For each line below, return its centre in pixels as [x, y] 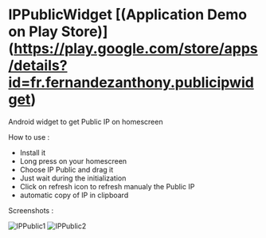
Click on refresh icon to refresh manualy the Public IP [107, 186]
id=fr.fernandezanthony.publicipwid [131, 83]
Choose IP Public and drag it [66, 169]
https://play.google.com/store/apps [136, 49]
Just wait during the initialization [73, 178]
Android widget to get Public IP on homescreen [86, 121]
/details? [38, 66]
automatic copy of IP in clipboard [74, 195]
